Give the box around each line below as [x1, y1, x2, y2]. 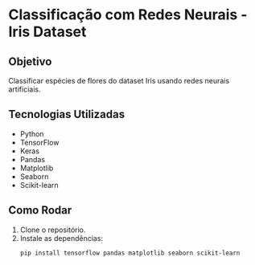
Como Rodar [8, 203, 72, 218]
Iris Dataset [8, 22, 87, 41]
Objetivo [8, 55, 52, 68]
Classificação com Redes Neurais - [8, 6, 248, 24]
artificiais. [8, 84, 41, 94]
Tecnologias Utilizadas [8, 108, 125, 121]
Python [19, 128, 44, 138]
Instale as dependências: [19, 233, 103, 243]
